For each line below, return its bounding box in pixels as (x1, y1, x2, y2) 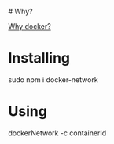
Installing (8, 49, 71, 67)
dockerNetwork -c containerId (8, 128, 107, 138)
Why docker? (8, 22, 51, 31)
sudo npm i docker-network (8, 74, 98, 85)
